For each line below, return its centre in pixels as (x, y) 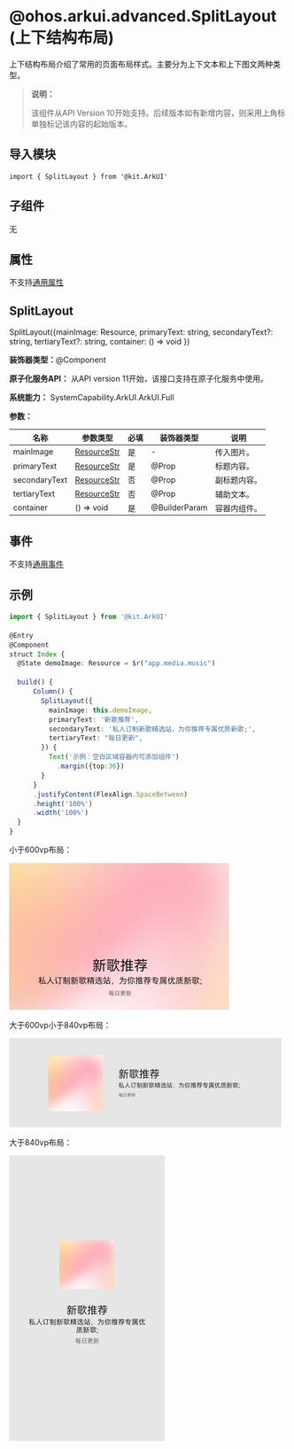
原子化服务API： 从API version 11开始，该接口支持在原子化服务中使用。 (139, 379)
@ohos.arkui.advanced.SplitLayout (143, 16)
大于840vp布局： (41, 1143)
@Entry (21, 635)
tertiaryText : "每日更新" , (96, 738)
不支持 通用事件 (36, 564)
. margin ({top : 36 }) (90, 767)
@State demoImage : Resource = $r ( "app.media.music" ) (116, 663)
